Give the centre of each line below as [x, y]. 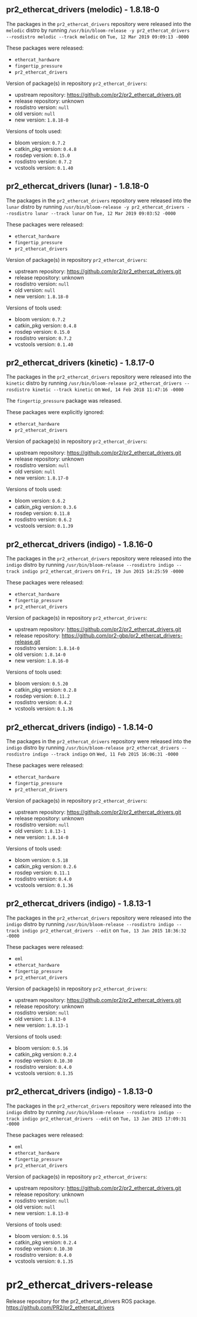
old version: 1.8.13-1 [40, 831]
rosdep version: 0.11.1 [42, 873]
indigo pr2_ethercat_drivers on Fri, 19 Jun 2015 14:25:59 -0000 [103, 571]
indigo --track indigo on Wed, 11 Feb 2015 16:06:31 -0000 [105, 754]
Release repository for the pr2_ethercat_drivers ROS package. [81, 1301]
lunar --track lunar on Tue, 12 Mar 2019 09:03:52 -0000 [106, 213]
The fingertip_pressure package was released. [64, 401]
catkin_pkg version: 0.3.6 [46, 507]
